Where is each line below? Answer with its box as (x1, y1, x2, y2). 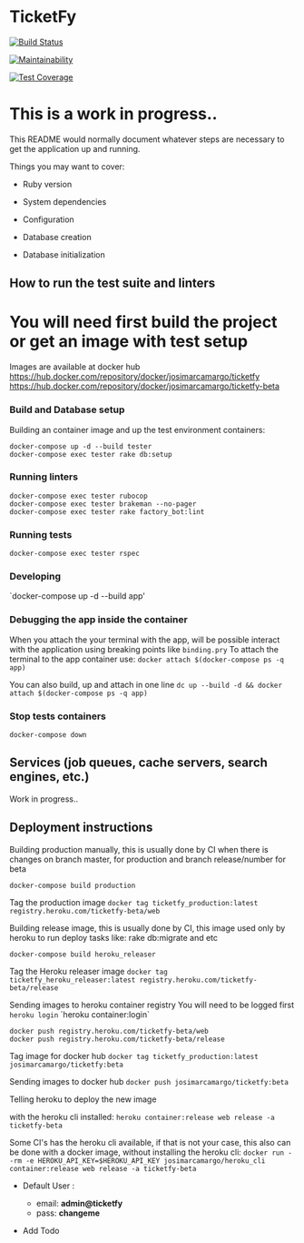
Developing (9, 571, 62, 583)
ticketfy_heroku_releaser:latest (9, 975, 136, 985)
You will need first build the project (9, 312, 278, 333)
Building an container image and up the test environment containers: (9, 424, 266, 435)
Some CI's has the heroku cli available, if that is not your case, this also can (9, 1137, 291, 1147)
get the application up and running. (9, 143, 141, 154)
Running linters (9, 470, 79, 483)
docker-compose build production (9, 881, 136, 890)
